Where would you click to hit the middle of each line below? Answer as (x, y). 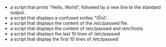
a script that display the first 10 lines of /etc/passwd (64, 39)
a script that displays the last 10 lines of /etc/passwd (65, 34)
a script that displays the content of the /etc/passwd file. (69, 23)
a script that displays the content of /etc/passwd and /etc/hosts (76, 28)
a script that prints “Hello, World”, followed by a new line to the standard (85, 7)
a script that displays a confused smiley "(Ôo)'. (59, 18)
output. (18, 12)
